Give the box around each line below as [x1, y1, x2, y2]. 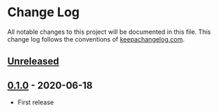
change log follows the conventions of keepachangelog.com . [7, 35, 185, 43]
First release [17, 98, 54, 106]
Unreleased [7, 56, 60, 68]
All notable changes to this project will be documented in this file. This [7, 27, 212, 36]
